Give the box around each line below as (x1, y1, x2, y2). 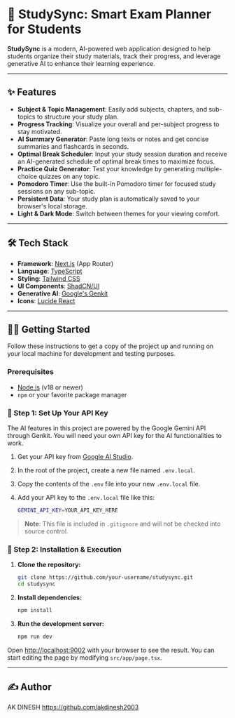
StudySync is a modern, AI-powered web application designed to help (7, 44, 211, 53)
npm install (17, 606, 52, 613)
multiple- (196, 164, 222, 173)
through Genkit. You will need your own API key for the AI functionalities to (7, 431, 222, 439)
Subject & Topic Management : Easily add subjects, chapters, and (17, 105, 208, 113)
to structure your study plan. (36, 112, 119, 121)
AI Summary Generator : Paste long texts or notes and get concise (17, 135, 209, 143)
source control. (24, 526, 69, 536)
